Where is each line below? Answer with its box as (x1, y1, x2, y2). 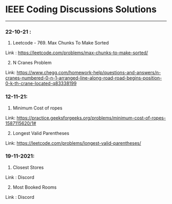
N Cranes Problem (12, 60, 52, 66)
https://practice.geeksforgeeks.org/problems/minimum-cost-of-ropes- (16, 115, 166, 121)
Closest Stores (12, 164, 44, 170)
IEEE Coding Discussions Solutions (5, 4, 157, 15)
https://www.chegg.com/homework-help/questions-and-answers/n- (16, 70, 161, 76)
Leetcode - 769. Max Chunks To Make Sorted (12, 40, 109, 46)
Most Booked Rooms (12, 184, 57, 190)
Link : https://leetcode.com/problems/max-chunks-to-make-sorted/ (5, 50, 148, 56)
